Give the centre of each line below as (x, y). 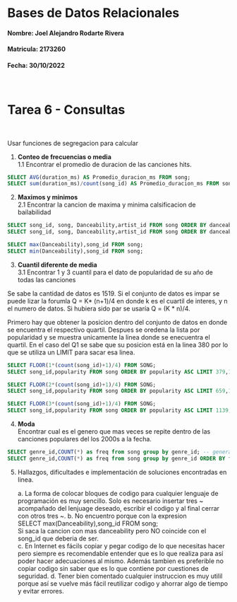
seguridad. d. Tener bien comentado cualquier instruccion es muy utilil (120, 576)
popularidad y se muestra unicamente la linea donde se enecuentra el (109, 337)
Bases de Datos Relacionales (93, 13)
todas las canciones (47, 279)
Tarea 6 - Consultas (66, 109)
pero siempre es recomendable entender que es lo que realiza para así (120, 553)
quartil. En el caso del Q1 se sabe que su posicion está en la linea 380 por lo (118, 345)
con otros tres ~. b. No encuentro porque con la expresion (102, 516)
